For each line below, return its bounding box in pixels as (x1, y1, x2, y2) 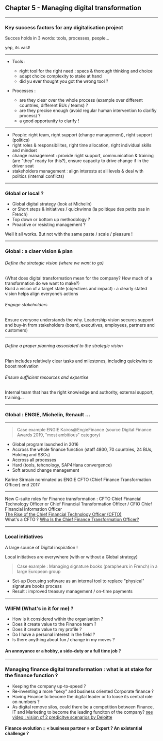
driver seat (12, 163, 34, 169)
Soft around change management (12, 467, 80, 473)
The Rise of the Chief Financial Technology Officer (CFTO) (5, 511, 122, 518)
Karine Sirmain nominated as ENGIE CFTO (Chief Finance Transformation (5, 477, 151, 482)
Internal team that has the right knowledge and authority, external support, (5, 389, 154, 395)
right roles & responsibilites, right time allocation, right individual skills (12, 142, 152, 148)
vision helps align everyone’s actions (5, 291, 79, 296)
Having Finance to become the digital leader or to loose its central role (12, 693, 153, 699)
